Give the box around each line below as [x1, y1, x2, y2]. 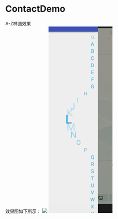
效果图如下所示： [5, 208, 41, 214]
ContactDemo [5, 3, 66, 15]
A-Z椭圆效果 [5, 20, 32, 26]
